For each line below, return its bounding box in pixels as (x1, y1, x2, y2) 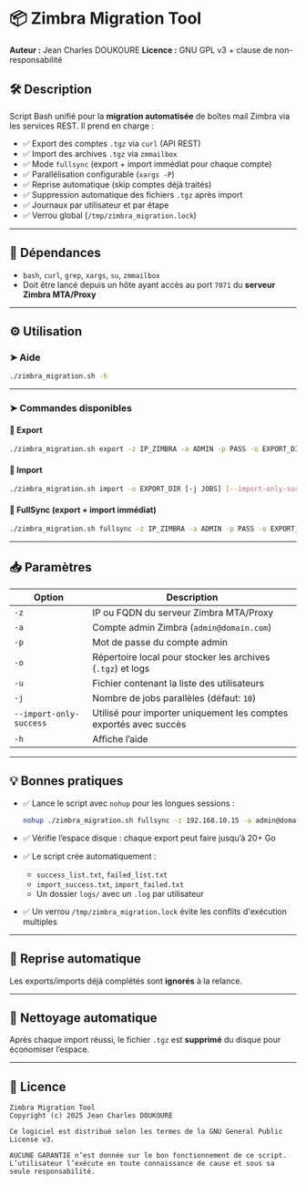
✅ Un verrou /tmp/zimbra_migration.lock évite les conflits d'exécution (22, 905, 287, 917)
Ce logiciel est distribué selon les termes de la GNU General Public (9, 1128, 283, 1137)
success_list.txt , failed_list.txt (36, 869, 168, 880)
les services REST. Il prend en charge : (9, 120, 155, 131)
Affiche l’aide (92, 733, 148, 746)
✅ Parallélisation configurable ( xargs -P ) (22, 169, 175, 180)
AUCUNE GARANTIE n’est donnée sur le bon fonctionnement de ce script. (9, 1151, 287, 1160)
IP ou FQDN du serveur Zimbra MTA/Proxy (92, 606, 274, 619)
